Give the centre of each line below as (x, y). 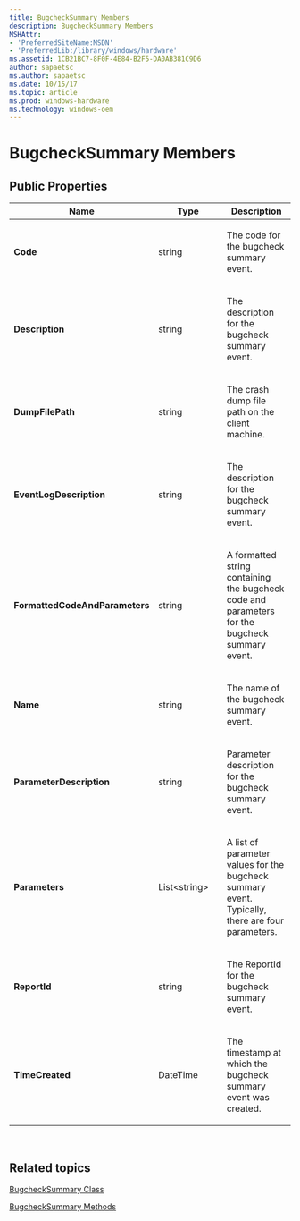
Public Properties (58, 186)
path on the (250, 412)
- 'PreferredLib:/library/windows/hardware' (93, 51)
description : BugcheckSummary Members (81, 26)
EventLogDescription (59, 495)
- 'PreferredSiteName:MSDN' (62, 42)
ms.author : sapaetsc (48, 76)
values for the (255, 865)
